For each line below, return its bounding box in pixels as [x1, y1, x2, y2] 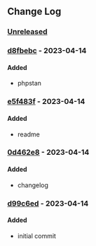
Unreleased [7, 27, 48, 37]
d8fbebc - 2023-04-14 [7, 46, 87, 56]
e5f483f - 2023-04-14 [7, 97, 85, 107]
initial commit [17, 231, 56, 240]
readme [17, 130, 40, 139]
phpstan [17, 79, 42, 88]
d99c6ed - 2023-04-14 [7, 198, 89, 208]
